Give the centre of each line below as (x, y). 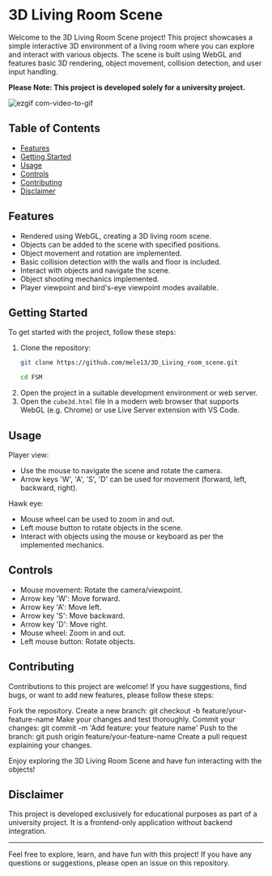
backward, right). (49, 488)
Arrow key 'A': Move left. (61, 607)
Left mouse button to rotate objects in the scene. (102, 527)
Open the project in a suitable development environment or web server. (139, 393)
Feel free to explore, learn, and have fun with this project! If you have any (130, 854)
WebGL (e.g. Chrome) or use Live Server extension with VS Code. (130, 410)
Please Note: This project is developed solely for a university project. (127, 87)
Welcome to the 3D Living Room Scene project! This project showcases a (131, 37)
